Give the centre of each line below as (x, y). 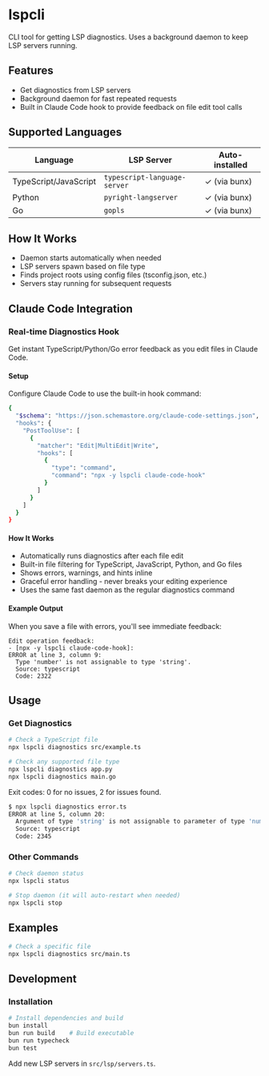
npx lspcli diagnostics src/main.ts (69, 954)
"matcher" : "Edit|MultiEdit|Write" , (98, 445)
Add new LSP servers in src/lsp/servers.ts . (82, 1063)
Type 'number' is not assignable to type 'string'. (104, 662)
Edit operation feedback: (51, 641)
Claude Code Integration (71, 309)
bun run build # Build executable (71, 1033)
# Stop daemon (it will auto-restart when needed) (94, 896)
